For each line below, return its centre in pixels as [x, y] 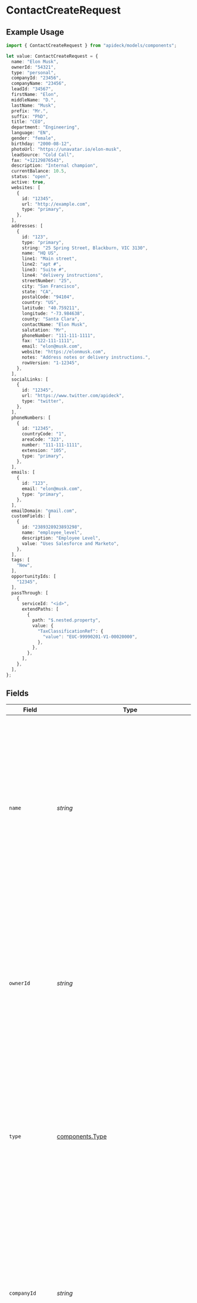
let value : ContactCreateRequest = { [52, 56]
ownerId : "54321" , [34, 67]
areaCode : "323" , [43, 439]
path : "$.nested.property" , [66, 620]
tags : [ [21, 560]
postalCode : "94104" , [48, 297]
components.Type [82, 1136]
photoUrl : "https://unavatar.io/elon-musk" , [67, 149]
